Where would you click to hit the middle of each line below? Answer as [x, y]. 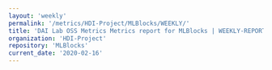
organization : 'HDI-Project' [57, 38]
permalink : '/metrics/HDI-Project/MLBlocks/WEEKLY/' [99, 23]
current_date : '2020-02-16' [56, 53]
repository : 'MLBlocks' [49, 46]
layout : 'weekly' [38, 16]
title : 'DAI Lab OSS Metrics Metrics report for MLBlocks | [112, 31]
